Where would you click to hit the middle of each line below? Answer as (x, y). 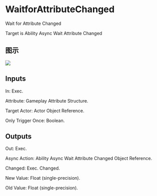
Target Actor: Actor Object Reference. (45, 111)
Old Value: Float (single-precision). (42, 188)
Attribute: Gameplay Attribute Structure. (47, 101)
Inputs (16, 79)
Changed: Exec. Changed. (33, 168)
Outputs (19, 136)
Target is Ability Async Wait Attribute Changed (54, 33)
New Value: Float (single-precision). (43, 178)
